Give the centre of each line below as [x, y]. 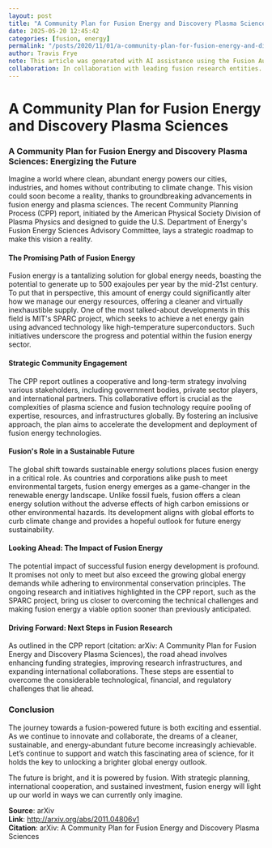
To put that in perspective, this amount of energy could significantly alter [130, 293]
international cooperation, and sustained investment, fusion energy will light [135, 786]
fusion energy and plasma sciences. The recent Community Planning [123, 205]
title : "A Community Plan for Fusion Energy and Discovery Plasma [123, 23]
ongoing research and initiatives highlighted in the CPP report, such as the [132, 592]
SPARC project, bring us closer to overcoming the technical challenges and [134, 601]
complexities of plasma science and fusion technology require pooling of [130, 407]
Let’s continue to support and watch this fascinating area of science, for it [131, 753]
